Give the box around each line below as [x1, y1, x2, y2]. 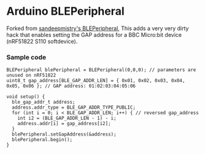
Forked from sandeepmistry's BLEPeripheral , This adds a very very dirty [6, 25, 189, 32]
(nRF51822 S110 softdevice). [6, 37, 78, 45]
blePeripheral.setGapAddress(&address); [12, 131, 117, 137]
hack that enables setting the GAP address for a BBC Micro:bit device [6, 31, 182, 38]
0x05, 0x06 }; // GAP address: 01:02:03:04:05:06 [6, 83, 136, 90]
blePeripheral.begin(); [12, 137, 72, 143]
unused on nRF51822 [6, 72, 56, 79]
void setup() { [6, 94, 45, 100]
